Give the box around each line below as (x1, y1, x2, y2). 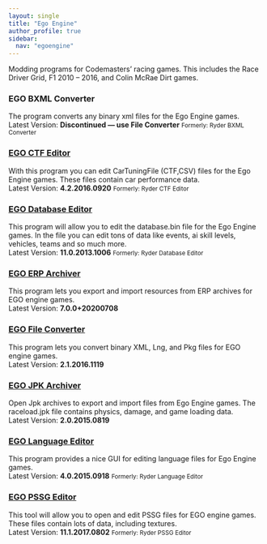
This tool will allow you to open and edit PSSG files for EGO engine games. (8, 510, 256, 520)
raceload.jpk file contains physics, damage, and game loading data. (8, 406, 234, 416)
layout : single (8, 11, 60, 20)
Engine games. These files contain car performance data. (8, 174, 201, 184)
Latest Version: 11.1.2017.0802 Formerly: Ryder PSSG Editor (8, 527, 192, 537)
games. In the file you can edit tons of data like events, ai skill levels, (8, 230, 236, 240)
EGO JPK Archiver (8, 379, 82, 391)
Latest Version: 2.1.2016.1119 (8, 359, 104, 369)
